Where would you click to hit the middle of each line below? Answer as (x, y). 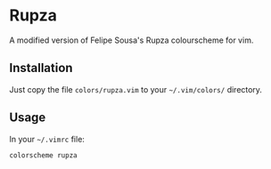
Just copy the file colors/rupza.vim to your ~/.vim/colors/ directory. (136, 89)
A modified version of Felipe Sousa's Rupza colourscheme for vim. (131, 40)
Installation (41, 68)
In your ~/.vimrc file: (47, 139)
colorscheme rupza (43, 155)
